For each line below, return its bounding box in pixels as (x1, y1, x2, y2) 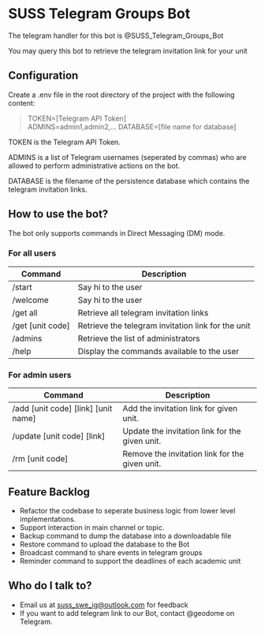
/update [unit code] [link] (12, 431, 105, 442)
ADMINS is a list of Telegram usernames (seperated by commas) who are (8, 152, 247, 162)
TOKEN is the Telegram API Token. (8, 137, 121, 147)
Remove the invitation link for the (122, 449, 244, 460)
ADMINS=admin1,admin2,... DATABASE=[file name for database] (27, 121, 237, 131)
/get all (12, 307, 38, 318)
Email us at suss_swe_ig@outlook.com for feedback (19, 600, 189, 610)
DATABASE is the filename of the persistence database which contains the (8, 176, 250, 185)
